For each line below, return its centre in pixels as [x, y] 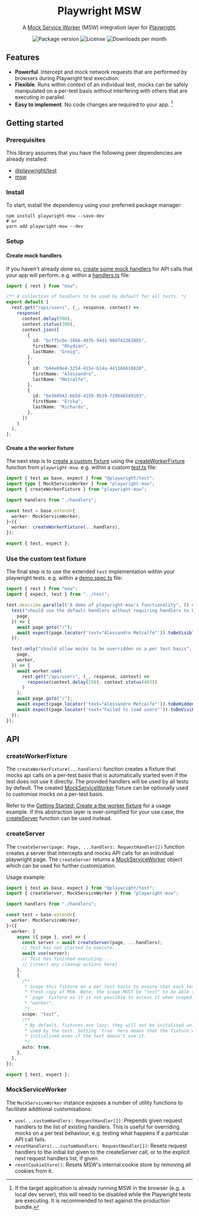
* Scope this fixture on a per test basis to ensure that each [104, 986]
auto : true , [36, 1047]
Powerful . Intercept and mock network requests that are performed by [101, 72]
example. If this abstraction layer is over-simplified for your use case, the [95, 812]
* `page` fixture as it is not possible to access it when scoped [108, 998]
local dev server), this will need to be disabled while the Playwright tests [103, 1194]
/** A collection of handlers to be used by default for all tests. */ [96, 297]
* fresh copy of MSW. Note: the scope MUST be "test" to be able [107, 992]
